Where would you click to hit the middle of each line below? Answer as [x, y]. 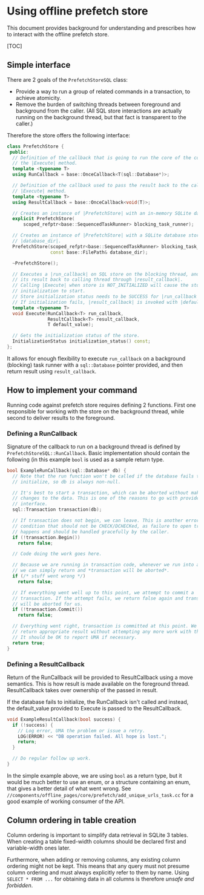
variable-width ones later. [39, 848]
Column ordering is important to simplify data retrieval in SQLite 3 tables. [97, 835]
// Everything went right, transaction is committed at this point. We [105, 626]
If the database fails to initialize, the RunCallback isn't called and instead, [98, 702]
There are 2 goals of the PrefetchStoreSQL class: [67, 79]
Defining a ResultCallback [46, 664]
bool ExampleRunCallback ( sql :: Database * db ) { [67, 470]
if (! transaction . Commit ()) [48, 609]
